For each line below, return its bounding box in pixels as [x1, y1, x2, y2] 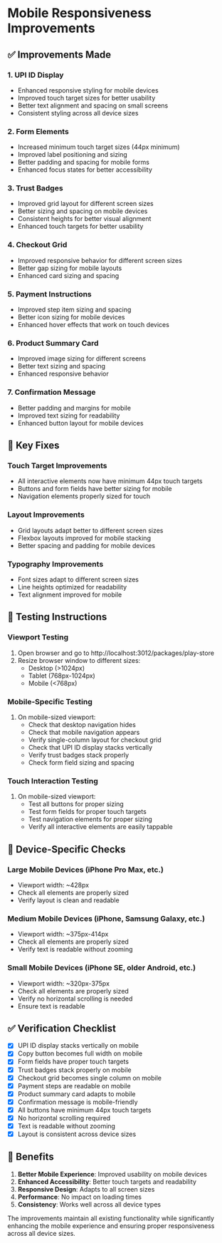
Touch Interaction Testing [7, 775, 98, 785]
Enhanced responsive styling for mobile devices [17, 86, 159, 94]
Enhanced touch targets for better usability [17, 222, 144, 231]
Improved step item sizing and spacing [17, 305, 132, 314]
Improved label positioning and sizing [17, 150, 128, 159]
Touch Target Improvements [7, 460, 107, 470]
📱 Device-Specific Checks [7, 843, 126, 855]
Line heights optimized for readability [17, 582, 127, 591]
